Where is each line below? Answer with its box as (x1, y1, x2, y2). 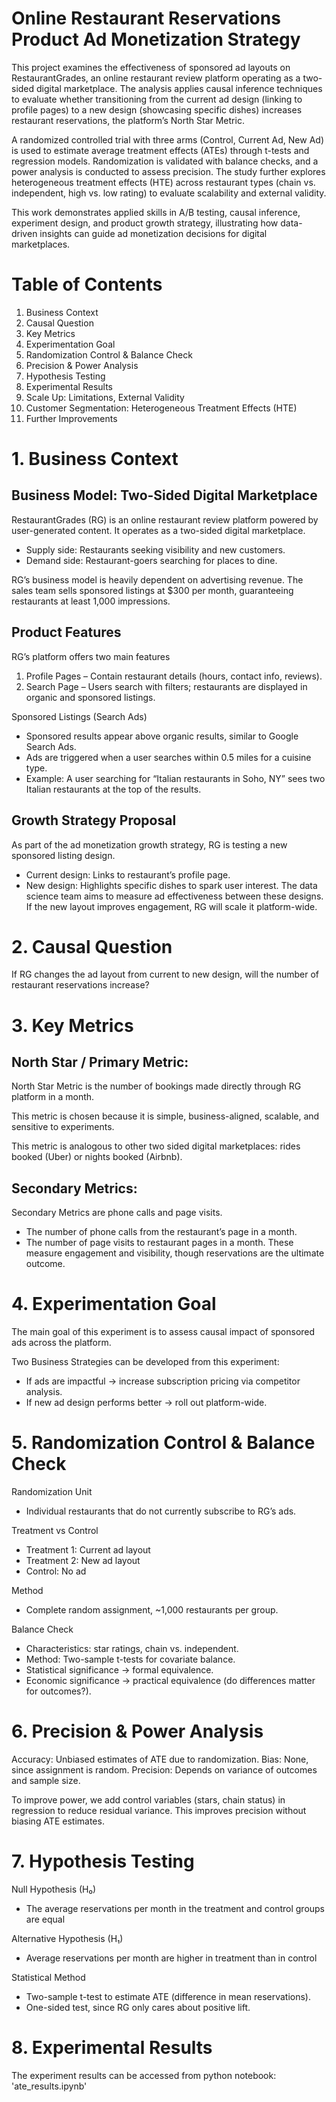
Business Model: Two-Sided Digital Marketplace (11, 487, 318, 504)
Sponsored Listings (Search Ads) (11, 710, 148, 722)
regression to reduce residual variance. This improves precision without (11, 1805, 307, 1817)
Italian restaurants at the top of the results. (25, 783, 202, 795)
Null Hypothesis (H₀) (11, 1883, 97, 1895)
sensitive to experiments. (11, 1121, 115, 1133)
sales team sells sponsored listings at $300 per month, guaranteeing (11, 584, 294, 596)
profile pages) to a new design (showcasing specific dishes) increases (11, 103, 303, 116)
